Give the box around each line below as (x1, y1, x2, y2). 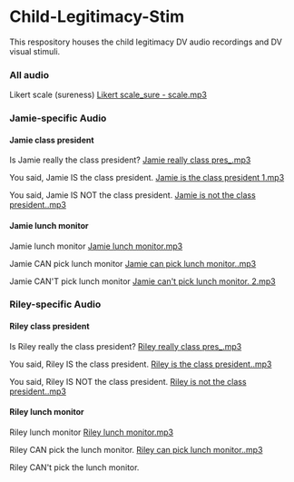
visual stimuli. (9, 45, 61, 56)
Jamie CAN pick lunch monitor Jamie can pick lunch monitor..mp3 (9, 258, 257, 269)
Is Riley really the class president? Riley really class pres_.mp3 (9, 340, 242, 351)
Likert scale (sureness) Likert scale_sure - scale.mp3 (9, 89, 207, 101)
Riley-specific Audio (9, 298, 102, 310)
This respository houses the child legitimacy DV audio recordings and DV (9, 36, 283, 47)
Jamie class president (9, 134, 94, 145)
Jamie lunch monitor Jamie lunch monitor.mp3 (9, 241, 183, 251)
